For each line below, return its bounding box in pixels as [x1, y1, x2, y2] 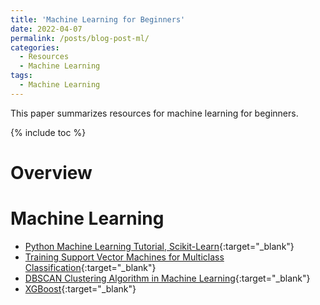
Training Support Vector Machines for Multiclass [24, 251, 225, 263]
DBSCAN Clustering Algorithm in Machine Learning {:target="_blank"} [24, 272, 311, 284]
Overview [10, 161, 93, 184]
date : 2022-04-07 [10, 24, 83, 34]
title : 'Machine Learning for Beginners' [10, 14, 186, 25]
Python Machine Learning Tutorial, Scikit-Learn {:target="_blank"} [24, 240, 295, 252]
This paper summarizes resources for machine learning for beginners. [10, 107, 299, 119]
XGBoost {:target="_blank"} [24, 282, 137, 295]
